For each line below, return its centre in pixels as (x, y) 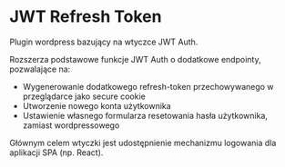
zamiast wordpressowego (71, 125)
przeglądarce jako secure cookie (84, 96)
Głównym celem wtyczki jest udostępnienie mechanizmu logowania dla (143, 142)
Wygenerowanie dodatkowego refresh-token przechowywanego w (148, 86)
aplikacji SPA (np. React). (56, 152)
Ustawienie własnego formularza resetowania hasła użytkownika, (145, 115)
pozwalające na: (40, 69)
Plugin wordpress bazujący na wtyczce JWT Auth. (104, 42)
